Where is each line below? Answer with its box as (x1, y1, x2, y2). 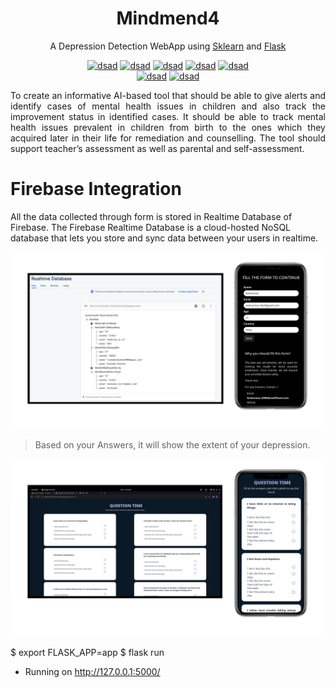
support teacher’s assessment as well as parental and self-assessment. (10, 142, 305, 154)
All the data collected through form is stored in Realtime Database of (10, 210, 293, 222)
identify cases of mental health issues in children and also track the (10, 100, 326, 112)
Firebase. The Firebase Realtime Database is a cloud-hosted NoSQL (10, 221, 292, 233)
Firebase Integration (10, 178, 182, 201)
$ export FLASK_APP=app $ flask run (10, 646, 165, 658)
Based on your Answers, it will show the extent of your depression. (34, 439, 311, 451)
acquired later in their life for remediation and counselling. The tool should (10, 132, 326, 144)
